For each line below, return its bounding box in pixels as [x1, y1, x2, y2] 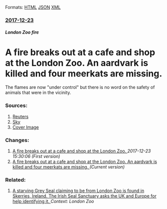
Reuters [12, 113, 29, 119]
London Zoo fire [5, 29, 39, 35]
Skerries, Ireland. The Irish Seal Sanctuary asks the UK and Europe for [12, 193, 157, 199]
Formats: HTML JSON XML [5, 4, 61, 10]
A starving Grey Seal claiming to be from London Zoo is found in [12, 187, 145, 194]
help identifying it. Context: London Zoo [12, 198, 94, 204]
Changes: [5, 136, 29, 143]
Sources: [5, 102, 28, 109]
